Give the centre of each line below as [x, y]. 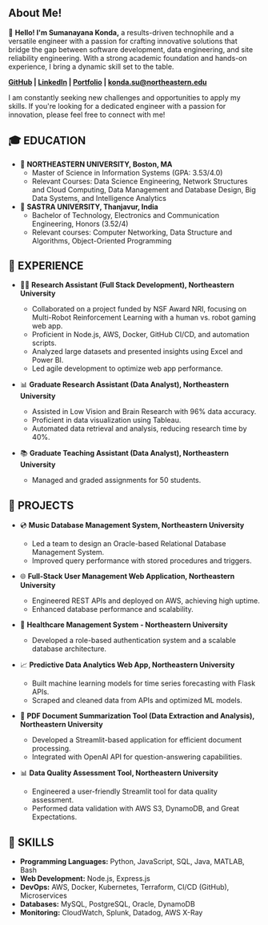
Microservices [44, 895]
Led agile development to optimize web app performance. [127, 368]
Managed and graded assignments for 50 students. [116, 481]
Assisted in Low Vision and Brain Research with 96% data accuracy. [144, 412]
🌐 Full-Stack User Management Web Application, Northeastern [127, 577]
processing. [51, 749]
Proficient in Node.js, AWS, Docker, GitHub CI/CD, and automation [140, 335]
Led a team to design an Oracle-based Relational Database [129, 544]
